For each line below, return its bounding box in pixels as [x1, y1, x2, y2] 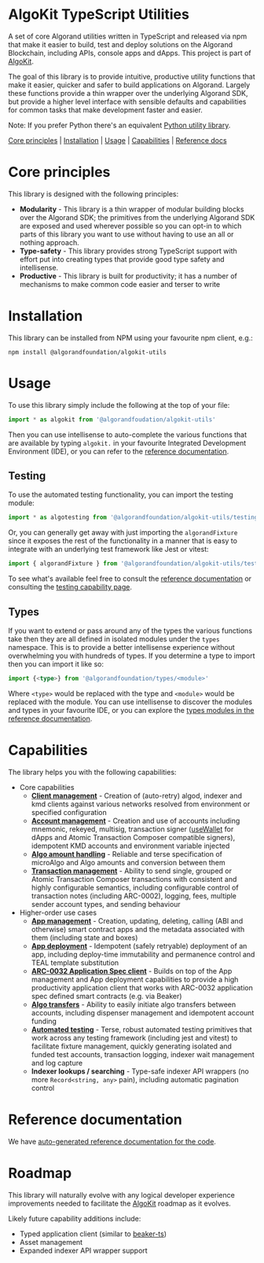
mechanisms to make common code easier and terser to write [19, 279, 221, 288]
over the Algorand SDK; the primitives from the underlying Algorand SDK [19, 212, 255, 222]
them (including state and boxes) [31, 933, 138, 942]
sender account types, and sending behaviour [31, 899, 181, 909]
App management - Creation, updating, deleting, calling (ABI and [31, 916, 244, 925]
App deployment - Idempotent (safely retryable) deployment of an [31, 941, 247, 950]
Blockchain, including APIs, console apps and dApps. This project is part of [8, 48, 251, 57]
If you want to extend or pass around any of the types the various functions [8, 626, 253, 635]
